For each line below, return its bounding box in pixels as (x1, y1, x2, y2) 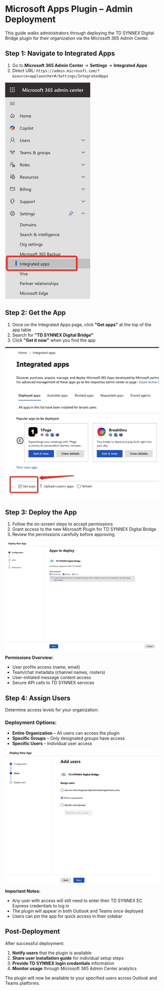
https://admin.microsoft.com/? (36, 68, 100, 73)
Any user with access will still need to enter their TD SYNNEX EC (12, 898, 143, 903)
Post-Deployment (5, 927, 60, 936)
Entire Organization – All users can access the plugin (12, 730, 120, 736)
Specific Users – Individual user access (12, 741, 93, 746)
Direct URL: (12, 68, 36, 73)
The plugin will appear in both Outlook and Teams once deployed (12, 908, 143, 914)
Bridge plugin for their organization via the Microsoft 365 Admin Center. (5, 35, 149, 41)
